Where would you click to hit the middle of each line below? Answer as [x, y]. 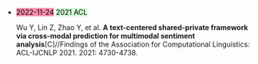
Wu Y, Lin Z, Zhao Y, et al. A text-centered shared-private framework [132, 27]
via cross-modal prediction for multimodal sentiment [105, 36]
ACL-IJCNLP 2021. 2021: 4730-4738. [77, 53]
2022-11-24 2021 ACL [52, 12]
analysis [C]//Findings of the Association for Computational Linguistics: [133, 44]
